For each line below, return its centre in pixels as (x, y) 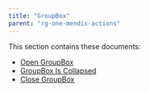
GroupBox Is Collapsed (58, 70)
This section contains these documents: (74, 46)
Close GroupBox (47, 79)
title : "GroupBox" (39, 16)
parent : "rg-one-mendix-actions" (64, 23)
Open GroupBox (47, 62)
